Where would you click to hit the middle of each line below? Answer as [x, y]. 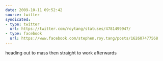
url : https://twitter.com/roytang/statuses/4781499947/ [70, 29]
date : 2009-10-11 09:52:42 [34, 10]
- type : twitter [22, 24]
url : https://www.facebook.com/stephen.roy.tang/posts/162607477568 [84, 39]
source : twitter [22, 15]
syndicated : [18, 19]
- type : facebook [24, 34]
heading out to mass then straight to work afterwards [61, 53]
